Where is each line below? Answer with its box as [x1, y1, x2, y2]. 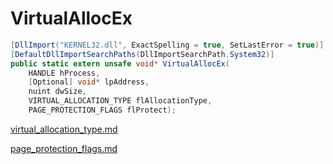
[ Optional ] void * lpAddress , [28, 77, 150, 87]
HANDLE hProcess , [28, 68, 101, 78]
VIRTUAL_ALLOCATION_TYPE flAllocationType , [28, 96, 213, 106]
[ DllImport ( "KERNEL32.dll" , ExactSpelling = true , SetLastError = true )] [10, 40, 325, 50]
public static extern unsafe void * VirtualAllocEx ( [10, 58, 230, 69]
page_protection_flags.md [10, 142, 118, 154]
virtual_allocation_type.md [10, 123, 118, 135]
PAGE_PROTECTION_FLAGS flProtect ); [28, 105, 177, 116]
